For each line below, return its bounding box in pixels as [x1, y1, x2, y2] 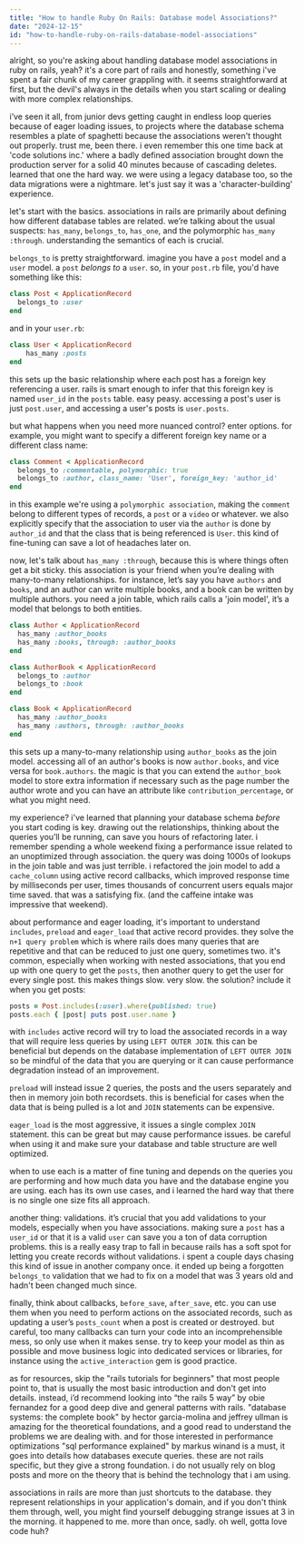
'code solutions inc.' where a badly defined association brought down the [9, 150, 284, 161]
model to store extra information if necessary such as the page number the [9, 775, 290, 786]
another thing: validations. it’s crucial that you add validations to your [9, 1212, 267, 1223]
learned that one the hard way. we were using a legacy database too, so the [9, 169, 293, 180]
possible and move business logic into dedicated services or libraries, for [9, 1346, 283, 1357]
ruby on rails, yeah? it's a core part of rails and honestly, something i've [9, 64, 277, 75]
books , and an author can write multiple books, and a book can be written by [9, 584, 294, 595]
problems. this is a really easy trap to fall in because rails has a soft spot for [9, 1242, 292, 1252]
